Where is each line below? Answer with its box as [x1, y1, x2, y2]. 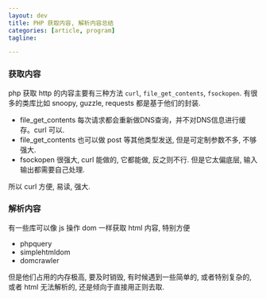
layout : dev [8, 11, 48, 20]
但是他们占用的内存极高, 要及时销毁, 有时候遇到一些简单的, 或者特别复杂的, [8, 272, 252, 282]
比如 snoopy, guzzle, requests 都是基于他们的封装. [35, 98, 201, 107]
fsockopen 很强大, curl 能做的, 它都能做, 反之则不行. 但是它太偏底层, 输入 [19, 154, 258, 164]
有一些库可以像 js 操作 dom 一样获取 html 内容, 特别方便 [8, 223, 191, 232]
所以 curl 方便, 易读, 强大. [8, 181, 91, 191]
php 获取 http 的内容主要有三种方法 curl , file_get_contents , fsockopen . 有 [8, 88, 251, 98]
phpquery [19, 239, 52, 248]
